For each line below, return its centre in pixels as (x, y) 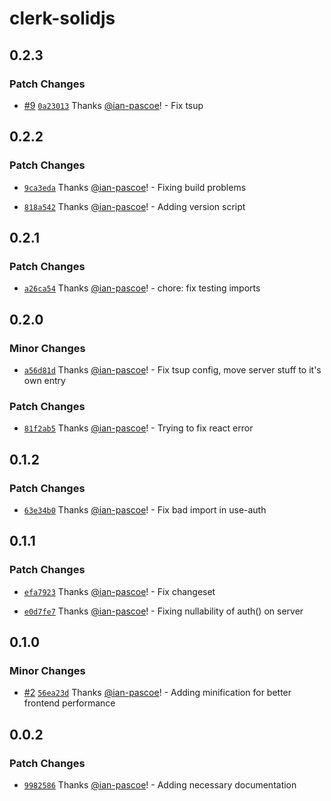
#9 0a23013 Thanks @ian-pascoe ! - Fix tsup (113, 105)
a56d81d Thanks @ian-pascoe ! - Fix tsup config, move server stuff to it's (172, 369)
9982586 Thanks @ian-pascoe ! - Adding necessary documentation (160, 784)
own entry (44, 380)
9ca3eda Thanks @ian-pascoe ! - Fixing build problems (135, 187)
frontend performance (69, 703)
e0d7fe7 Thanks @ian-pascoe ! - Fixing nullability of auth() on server (163, 611)
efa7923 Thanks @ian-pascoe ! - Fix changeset (119, 591)
